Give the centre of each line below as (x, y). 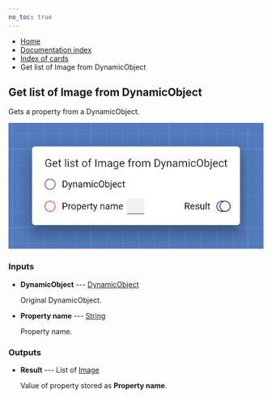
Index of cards (44, 58)
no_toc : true (30, 17)
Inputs (21, 267)
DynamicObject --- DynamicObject (79, 284)
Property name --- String (63, 315)
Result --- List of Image (59, 370)
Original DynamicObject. (61, 300)
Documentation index (56, 49)
